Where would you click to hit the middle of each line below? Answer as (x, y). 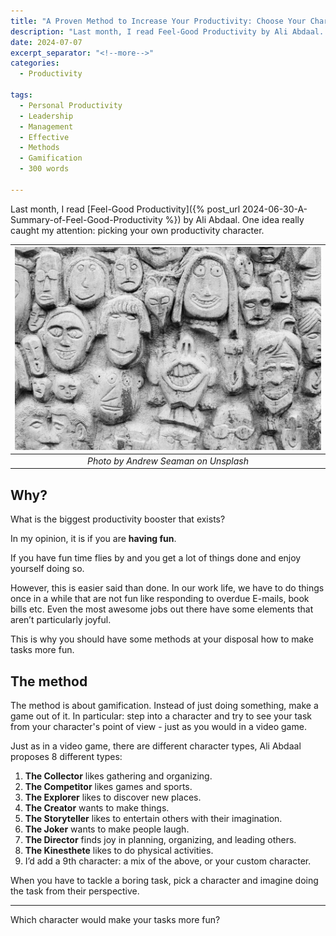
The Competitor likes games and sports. (108, 787)
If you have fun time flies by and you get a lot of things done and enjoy (156, 558)
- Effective (44, 137)
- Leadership (46, 116)
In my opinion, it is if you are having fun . (93, 539)
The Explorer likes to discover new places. (113, 797)
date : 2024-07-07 (46, 42)
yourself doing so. (47, 569)
